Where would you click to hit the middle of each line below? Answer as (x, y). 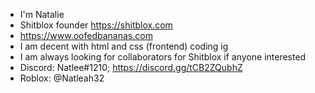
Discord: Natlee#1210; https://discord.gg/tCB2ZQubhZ (131, 67)
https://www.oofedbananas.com (86, 35)
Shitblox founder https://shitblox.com (96, 25)
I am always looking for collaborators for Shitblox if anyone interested (163, 57)
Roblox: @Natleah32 (62, 78)
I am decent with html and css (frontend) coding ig (124, 46)
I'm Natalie (42, 14)
